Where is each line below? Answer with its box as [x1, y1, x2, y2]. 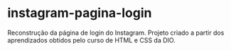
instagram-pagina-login [7, 5, 152, 21]
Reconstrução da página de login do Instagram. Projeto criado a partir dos [7, 28, 225, 37]
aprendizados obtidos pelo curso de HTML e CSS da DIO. [7, 35, 176, 44]
